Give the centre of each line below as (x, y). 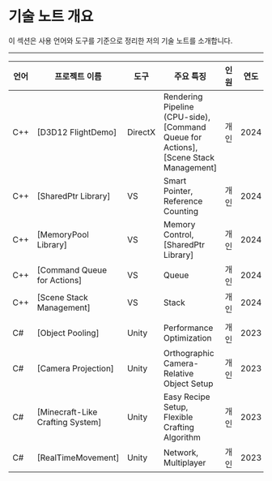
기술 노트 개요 (51, 17)
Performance (188, 328)
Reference (183, 201)
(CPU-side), (187, 117)
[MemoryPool (63, 234)
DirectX (141, 132)
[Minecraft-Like (67, 412)
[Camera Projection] (76, 368)
